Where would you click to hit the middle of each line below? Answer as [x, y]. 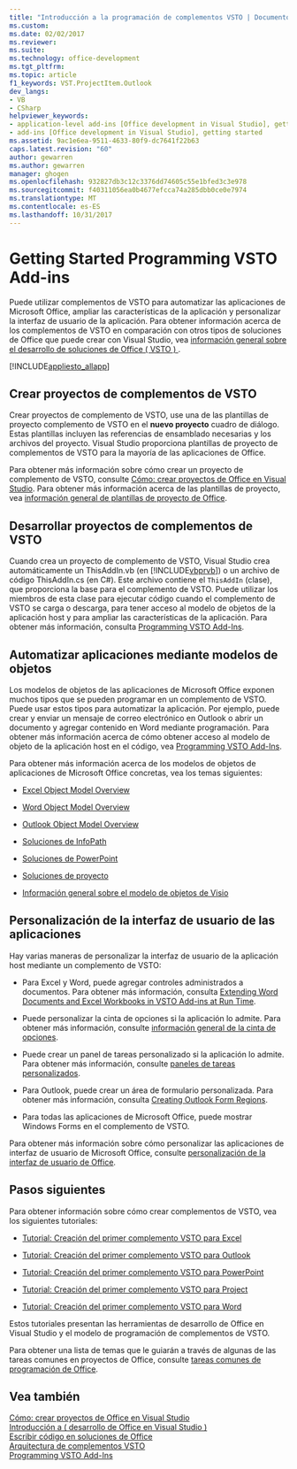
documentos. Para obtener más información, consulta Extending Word [150, 991]
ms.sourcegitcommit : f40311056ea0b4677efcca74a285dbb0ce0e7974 [128, 190]
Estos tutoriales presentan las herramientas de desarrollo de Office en [137, 1323]
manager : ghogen [39, 173]
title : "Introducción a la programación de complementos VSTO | [130, 17]
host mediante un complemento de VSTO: [85, 965]
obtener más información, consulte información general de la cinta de [149, 1027]
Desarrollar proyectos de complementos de [131, 526]
